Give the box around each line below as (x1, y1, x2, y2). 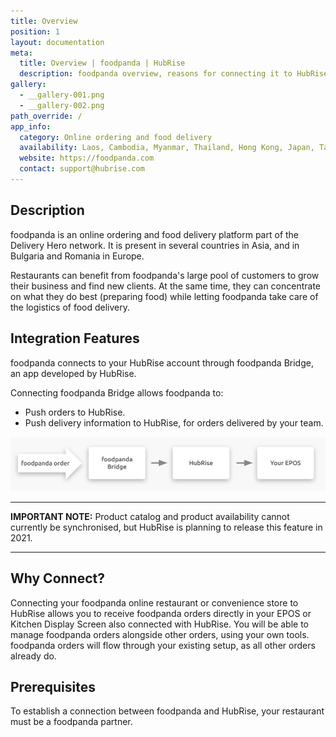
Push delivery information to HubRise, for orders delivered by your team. (24, 416, 324, 429)
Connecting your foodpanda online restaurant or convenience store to (10, 596, 299, 609)
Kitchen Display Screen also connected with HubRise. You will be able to (10, 618, 310, 630)
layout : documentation (10, 37, 105, 47)
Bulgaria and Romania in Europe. (10, 250, 145, 262)
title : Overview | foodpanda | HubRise (19, 58, 186, 69)
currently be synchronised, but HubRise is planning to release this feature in (10, 521, 323, 533)
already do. (10, 650, 57, 662)
